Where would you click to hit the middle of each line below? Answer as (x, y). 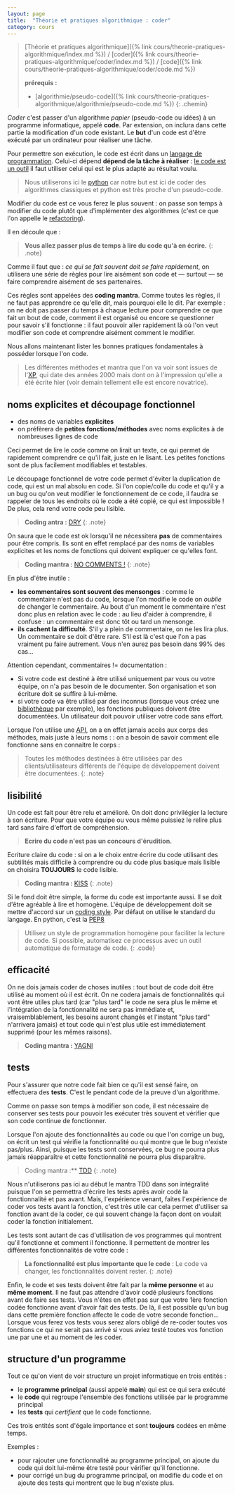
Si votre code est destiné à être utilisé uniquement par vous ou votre (116, 679)
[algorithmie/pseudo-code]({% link (85, 96)
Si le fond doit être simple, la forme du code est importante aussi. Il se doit (115, 897)
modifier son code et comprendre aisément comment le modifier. (101, 333)
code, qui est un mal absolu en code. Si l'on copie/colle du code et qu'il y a (116, 486)
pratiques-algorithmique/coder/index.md (83, 62)
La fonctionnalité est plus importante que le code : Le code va (116, 1263)
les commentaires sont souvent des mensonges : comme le (106, 592)
